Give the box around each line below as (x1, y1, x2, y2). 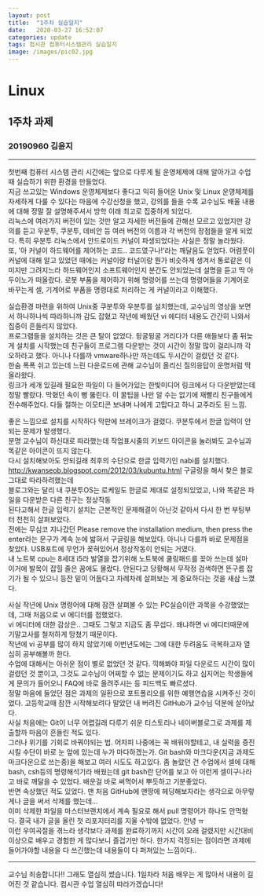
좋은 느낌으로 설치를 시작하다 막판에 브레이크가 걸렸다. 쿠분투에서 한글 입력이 (8, 416, 244, 426)
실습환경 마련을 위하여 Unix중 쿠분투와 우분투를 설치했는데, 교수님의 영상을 (8, 302, 237, 311)
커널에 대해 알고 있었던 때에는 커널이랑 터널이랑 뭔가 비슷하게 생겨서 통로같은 (8, 255, 244, 265)
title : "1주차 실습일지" (8, 19, 83, 27)
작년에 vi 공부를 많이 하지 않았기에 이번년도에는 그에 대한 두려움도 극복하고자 (8, 639, 242, 649)
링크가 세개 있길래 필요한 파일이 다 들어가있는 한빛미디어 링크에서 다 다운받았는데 (8, 380, 256, 389)
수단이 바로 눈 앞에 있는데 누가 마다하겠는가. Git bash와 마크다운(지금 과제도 (22, 747, 255, 756)
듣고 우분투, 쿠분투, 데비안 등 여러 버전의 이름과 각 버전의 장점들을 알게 (22, 225, 238, 236)
